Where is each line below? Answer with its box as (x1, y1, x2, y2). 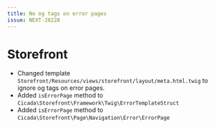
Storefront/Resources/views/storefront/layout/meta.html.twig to (17, 77, 208, 85)
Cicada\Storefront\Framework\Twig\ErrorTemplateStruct (17, 100, 180, 107)
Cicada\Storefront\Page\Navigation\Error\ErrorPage (17, 115, 170, 122)
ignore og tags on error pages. (17, 84, 105, 92)
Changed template (17, 69, 71, 77)
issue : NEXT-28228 (7, 17, 60, 24)
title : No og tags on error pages (7, 10, 108, 17)
